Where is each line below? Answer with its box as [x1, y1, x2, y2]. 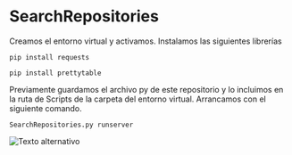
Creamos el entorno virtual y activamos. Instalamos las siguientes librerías [9, 36, 283, 46]
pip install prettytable [9, 69, 102, 77]
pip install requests [9, 53, 90, 61]
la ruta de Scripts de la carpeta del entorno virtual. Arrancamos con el [9, 94, 266, 104]
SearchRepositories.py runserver [9, 120, 134, 129]
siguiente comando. [9, 102, 82, 113]
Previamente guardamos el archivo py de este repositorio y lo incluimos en [9, 84, 284, 94]
